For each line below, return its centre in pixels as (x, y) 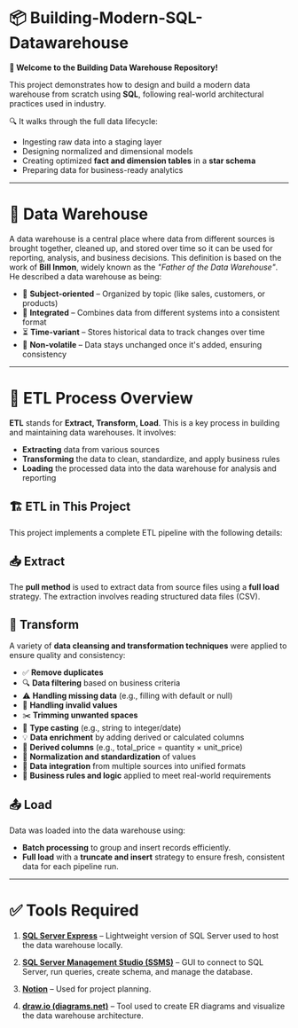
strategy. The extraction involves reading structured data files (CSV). (135, 597)
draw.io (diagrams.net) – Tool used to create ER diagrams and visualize (153, 1006)
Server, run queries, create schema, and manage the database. (137, 972)
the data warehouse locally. (72, 945)
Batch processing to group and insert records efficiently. (126, 848)
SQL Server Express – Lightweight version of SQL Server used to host (150, 936)
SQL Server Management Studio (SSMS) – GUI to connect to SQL (143, 962)
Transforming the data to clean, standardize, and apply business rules (151, 459)
